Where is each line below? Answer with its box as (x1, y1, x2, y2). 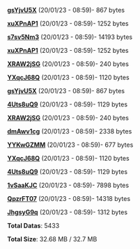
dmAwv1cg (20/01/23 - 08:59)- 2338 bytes (7, 127, 132, 135)
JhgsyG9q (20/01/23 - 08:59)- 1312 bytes (7, 208, 127, 216)
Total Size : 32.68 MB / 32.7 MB (7, 235, 98, 243)
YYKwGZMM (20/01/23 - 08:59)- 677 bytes (7, 140, 134, 149)
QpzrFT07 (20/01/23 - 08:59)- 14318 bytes (7, 195, 131, 202)
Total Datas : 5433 (7, 222, 60, 230)
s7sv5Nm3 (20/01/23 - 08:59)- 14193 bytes (7, 33, 133, 41)
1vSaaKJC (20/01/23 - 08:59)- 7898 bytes (7, 181, 130, 189)
